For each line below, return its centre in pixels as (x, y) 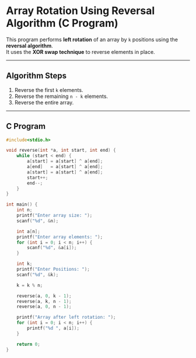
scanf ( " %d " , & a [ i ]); (52, 248)
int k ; (24, 264)
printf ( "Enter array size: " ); (55, 216)
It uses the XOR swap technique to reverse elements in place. (81, 52)
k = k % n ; (30, 285)
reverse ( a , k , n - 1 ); (44, 301)
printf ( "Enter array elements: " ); (60, 237)
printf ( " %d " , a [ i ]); (53, 328)
